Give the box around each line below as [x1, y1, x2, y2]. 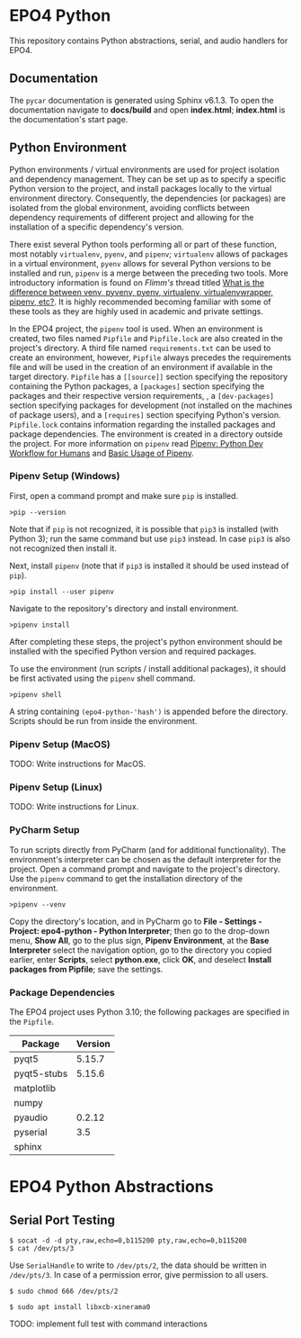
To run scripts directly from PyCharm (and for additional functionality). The [9, 844, 286, 855]
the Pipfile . [9, 1017, 55, 1027]
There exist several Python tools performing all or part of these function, [9, 239, 277, 249]
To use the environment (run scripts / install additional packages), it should [9, 663, 286, 674]
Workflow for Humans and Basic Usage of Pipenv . [9, 448, 195, 458]
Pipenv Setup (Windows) [9, 470, 120, 483]
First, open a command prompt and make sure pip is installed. [9, 490, 239, 501]
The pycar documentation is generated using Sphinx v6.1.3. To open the [9, 95, 274, 105]
